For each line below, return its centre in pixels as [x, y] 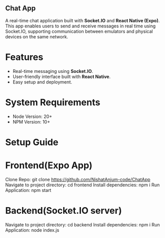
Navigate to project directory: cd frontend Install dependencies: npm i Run [82, 185]
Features [24, 57]
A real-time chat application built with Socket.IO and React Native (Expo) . [82, 20]
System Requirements [53, 102]
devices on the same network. [37, 36]
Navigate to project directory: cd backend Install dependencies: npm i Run [83, 224]
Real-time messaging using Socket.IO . [53, 71]
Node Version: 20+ [32, 116]
